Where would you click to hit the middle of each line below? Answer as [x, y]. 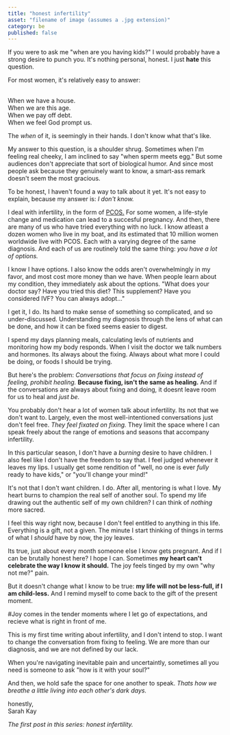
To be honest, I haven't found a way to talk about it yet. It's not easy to [107, 192]
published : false [33, 33]
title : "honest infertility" [49, 13]
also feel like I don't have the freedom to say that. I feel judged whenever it [113, 460]
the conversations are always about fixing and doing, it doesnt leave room [112, 389]
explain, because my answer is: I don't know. [71, 199]
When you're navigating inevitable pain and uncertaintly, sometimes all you [114, 663]
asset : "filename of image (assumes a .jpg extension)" [89, 20]
